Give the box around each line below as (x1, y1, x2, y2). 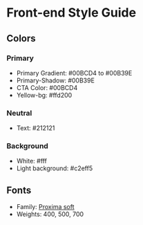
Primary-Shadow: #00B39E (16, 76, 95, 84)
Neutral (6, 108, 32, 118)
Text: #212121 (16, 124, 55, 132)
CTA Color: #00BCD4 (16, 83, 78, 91)
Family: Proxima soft (16, 203, 75, 211)
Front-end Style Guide (6, 5, 136, 21)
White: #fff (16, 157, 48, 165)
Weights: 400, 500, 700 (16, 210, 84, 219)
